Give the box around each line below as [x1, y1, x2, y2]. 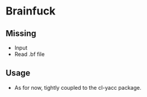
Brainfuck [5, 4, 56, 18]
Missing [5, 28, 37, 39]
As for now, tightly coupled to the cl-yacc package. [14, 84, 142, 91]
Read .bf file [14, 51, 45, 58]
